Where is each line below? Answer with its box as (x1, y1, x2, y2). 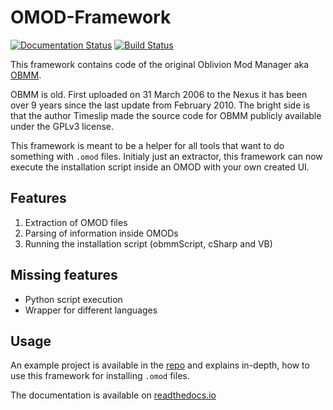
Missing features (10, 267, 118, 284)
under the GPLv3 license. (10, 120, 115, 132)
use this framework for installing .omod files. (10, 370, 190, 382)
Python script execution (24, 293, 123, 305)
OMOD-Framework (10, 6, 172, 29)
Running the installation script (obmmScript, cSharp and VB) (24, 237, 273, 250)
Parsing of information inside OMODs (24, 227, 179, 239)
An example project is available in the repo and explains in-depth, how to (10, 359, 310, 371)
